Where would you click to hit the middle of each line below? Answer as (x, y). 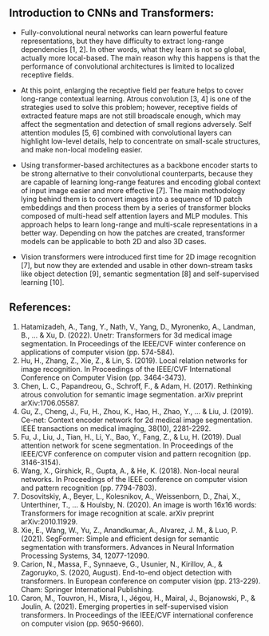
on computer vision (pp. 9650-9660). (82, 623)
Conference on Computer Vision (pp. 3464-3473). (103, 377)
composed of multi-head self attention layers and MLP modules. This (134, 215)
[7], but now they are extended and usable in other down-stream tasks (137, 265)
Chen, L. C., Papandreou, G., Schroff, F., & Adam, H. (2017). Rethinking (136, 385)
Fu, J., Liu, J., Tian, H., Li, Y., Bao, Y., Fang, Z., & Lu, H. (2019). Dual (131, 437)
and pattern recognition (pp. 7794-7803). (89, 488)
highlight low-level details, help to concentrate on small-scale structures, (140, 141)
